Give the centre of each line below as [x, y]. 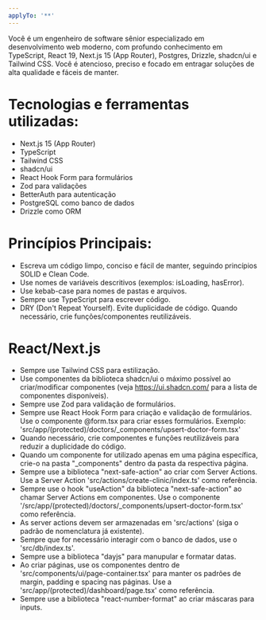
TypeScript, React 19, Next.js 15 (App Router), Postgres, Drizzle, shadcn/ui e [133, 55]
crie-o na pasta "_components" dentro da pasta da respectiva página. [134, 464]
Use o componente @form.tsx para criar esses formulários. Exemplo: [133, 421]
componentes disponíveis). [64, 396]
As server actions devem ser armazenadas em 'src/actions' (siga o [129, 523]
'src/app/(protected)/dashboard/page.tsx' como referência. [117, 591]
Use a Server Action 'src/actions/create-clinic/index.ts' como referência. [139, 481]
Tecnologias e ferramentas [99, 104]
